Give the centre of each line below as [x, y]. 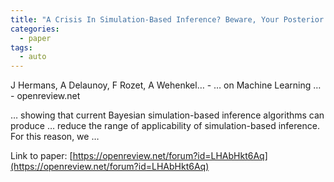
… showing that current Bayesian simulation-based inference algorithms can [167, 115]
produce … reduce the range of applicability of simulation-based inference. [165, 126]
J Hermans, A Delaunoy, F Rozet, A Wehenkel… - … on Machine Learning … [166, 85]
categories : [35, 29]
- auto [33, 57]
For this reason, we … [55, 137]
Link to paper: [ [41, 156]
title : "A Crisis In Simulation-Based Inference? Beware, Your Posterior [167, 19]
